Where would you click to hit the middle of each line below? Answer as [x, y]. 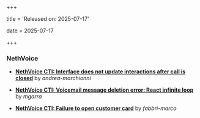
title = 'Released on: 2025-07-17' [48, 19]
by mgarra [28, 97]
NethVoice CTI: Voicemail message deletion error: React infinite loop [104, 90]
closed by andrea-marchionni [53, 78]
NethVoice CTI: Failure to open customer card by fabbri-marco [96, 108]
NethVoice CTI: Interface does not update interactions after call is [100, 72]
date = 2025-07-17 [30, 31]
